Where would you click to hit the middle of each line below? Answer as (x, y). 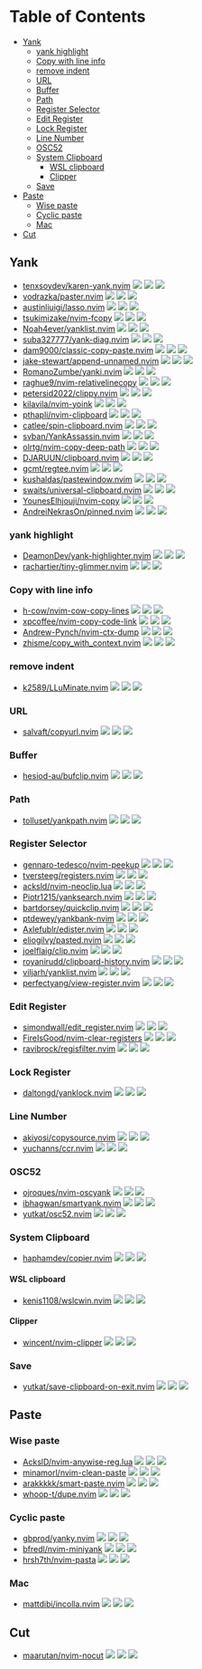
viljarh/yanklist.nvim (60, 972)
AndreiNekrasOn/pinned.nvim (78, 511)
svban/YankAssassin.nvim (71, 436)
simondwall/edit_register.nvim (78, 1027)
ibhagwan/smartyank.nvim (72, 1204)
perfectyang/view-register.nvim (81, 983)
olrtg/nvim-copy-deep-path (73, 446)
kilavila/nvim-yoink (57, 404)
